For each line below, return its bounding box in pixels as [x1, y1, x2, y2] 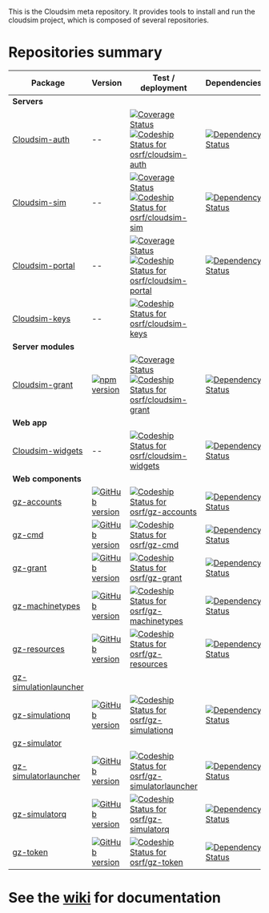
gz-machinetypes [12, 600, 81, 611]
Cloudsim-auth [12, 134, 70, 145]
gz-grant [12, 562, 47, 573]
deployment [139, 82, 187, 93]
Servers [12, 95, 44, 107]
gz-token [12, 847, 48, 858]
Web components [12, 473, 82, 484]
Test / [152, 72, 175, 83]
